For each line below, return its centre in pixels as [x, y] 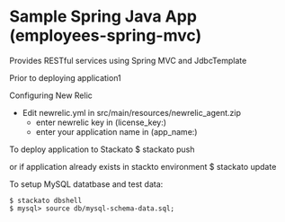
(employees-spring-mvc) [106, 36]
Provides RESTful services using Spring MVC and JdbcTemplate [128, 60]
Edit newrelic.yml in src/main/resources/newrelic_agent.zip [131, 112]
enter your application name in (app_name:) [116, 131]
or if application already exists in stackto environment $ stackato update [143, 166]
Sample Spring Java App [103, 17]
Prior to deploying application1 [65, 77]
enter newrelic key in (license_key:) [101, 122]
